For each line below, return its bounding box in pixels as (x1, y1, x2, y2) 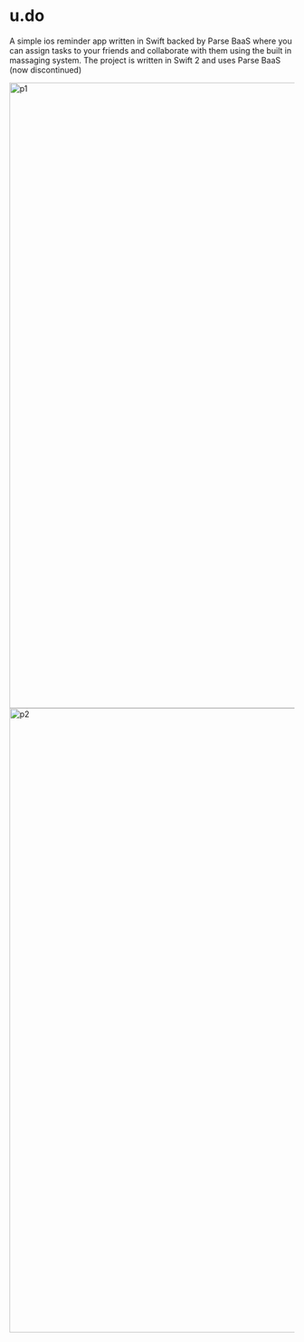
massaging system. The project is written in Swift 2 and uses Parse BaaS (9, 54, 281, 65)
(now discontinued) (9, 64, 82, 75)
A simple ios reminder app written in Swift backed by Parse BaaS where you (9, 35, 292, 46)
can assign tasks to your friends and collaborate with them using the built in (9, 44, 292, 55)
